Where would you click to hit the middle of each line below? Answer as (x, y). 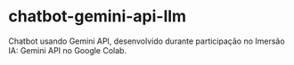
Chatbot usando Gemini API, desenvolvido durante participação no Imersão (147, 41)
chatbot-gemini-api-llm (98, 16)
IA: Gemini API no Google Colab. (67, 50)
